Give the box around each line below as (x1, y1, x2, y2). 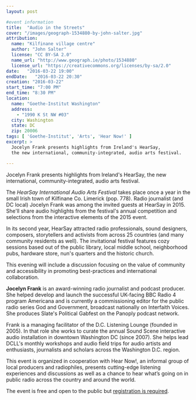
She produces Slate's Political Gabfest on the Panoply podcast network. (6, 310, 180, 317)
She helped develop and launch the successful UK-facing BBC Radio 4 (6, 291, 177, 298)
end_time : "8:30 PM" (6, 90, 57, 96)
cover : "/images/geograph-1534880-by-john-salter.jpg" (6, 30, 143, 36)
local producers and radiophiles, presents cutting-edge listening (6, 364, 161, 371)
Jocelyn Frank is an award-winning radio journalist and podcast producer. (6, 285, 185, 292)
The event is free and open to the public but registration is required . (6, 387, 170, 394)
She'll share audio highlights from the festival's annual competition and (6, 207, 177, 214)
